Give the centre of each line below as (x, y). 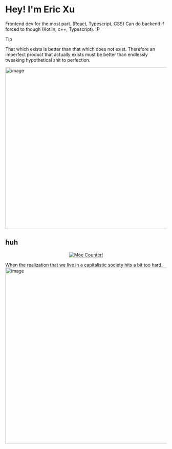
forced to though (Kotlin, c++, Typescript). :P (52, 29)
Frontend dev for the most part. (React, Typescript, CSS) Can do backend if (85, 24)
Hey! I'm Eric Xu (40, 10)
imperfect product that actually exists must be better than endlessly (77, 54)
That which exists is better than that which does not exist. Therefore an (80, 49)
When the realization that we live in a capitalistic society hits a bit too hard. (84, 265)
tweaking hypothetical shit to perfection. (48, 60)
